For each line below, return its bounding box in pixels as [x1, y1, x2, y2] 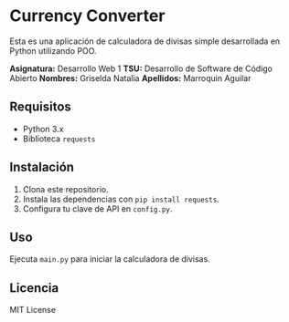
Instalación [9, 160, 75, 175]
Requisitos [9, 99, 71, 115]
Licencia [9, 280, 59, 296]
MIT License [9, 305, 57, 316]
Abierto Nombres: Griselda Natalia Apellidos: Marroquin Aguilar [9, 72, 252, 83]
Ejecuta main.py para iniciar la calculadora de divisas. [9, 254, 210, 265]
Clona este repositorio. [22, 183, 109, 194]
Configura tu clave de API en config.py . [22, 203, 173, 214]
